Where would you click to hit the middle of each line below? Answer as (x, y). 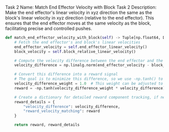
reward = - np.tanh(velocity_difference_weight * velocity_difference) (90, 88)
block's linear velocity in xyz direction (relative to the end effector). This (80, 18)
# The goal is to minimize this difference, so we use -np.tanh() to (89, 79)
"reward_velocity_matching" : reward (62, 111)
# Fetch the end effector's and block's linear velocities (77, 42)
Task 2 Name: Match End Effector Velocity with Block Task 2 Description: (81, 7)
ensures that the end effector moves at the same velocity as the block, (78, 23)
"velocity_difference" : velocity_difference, (72, 106)
